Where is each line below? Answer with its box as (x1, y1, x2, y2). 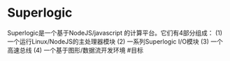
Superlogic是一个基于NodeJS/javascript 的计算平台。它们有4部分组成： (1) (7, 28, 222, 37)
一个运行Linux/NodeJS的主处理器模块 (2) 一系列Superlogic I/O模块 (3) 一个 (7, 37, 224, 46)
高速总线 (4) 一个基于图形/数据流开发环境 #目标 (7, 46, 143, 54)
